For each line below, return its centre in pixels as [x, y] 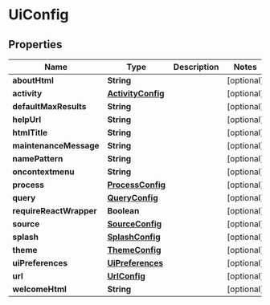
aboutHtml [33, 80]
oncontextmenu [43, 172]
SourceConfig [135, 224]
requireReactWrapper [55, 211]
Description [196, 67]
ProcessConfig [137, 185]
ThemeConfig [134, 250]
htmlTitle [30, 132]
